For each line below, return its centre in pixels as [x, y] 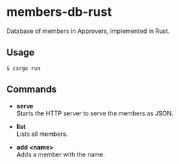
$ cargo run [23, 68]
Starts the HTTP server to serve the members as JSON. [95, 113]
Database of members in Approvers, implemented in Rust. [88, 31]
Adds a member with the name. [61, 154]
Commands [32, 90]
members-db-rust [59, 12]
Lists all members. [42, 134]
